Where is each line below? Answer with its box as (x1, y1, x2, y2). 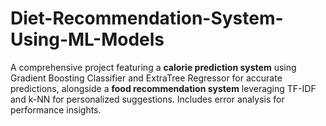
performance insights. (10, 103, 102, 116)
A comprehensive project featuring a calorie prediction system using (10, 61, 297, 73)
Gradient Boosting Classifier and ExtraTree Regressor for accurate (10, 72, 283, 84)
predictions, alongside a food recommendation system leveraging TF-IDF (10, 82, 317, 94)
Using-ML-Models (10, 28, 165, 51)
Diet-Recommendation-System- (10, 7, 284, 30)
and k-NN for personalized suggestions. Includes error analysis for (10, 93, 285, 105)
